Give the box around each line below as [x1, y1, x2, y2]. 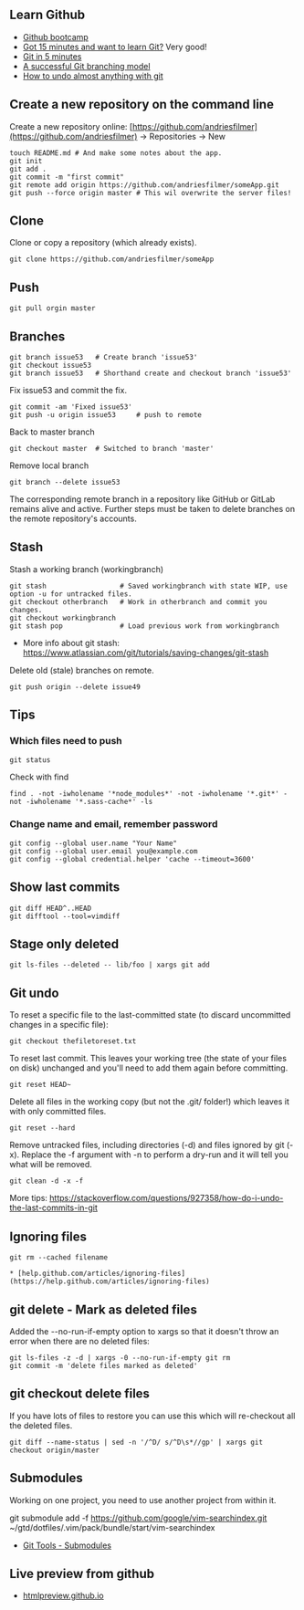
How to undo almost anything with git [22, 70, 164, 81]
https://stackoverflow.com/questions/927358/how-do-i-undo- [49, 1193, 284, 1204]
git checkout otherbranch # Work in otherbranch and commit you [9, 597, 267, 606]
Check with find [9, 771, 69, 782]
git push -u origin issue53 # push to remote [9, 411, 203, 420]
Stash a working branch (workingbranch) [9, 563, 164, 574]
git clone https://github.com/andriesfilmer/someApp [9, 255, 215, 264]
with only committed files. [9, 1106, 107, 1117]
